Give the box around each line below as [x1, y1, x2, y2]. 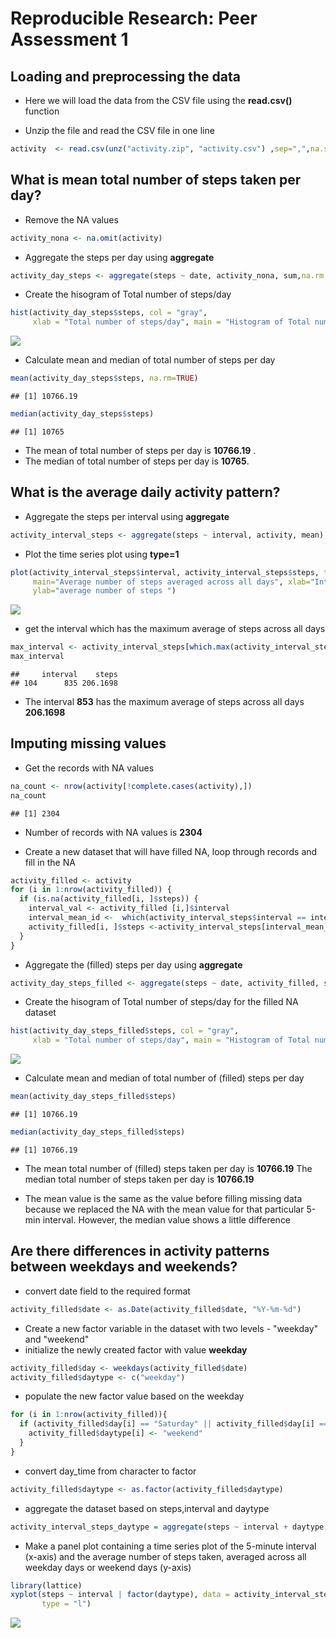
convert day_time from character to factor [24, 1465, 197, 1477]
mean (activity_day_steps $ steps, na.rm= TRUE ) [10, 373, 199, 384]
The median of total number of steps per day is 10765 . [24, 455, 250, 467]
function [24, 105, 60, 117]
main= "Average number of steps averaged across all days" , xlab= [32, 577, 311, 587]
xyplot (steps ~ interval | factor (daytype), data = [10, 1590, 230, 1600]
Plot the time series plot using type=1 [24, 548, 180, 560]
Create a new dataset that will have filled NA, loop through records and [24, 845, 318, 857]
